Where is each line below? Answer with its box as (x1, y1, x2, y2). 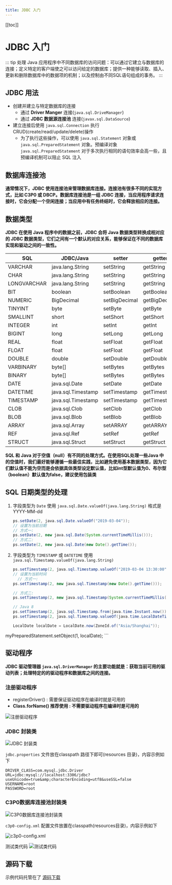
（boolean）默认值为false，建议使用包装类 (5, 472, 97, 477)
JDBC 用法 (5, 88, 39, 97)
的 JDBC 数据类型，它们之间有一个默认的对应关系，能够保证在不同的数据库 (5, 236, 163, 242)
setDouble (103, 355, 128, 362)
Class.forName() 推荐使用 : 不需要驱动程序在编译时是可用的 (12, 703, 139, 709)
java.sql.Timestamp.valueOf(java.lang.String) (12, 558, 114, 563)
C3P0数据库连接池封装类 (5, 799, 67, 806)
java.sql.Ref (51, 430, 80, 437)
